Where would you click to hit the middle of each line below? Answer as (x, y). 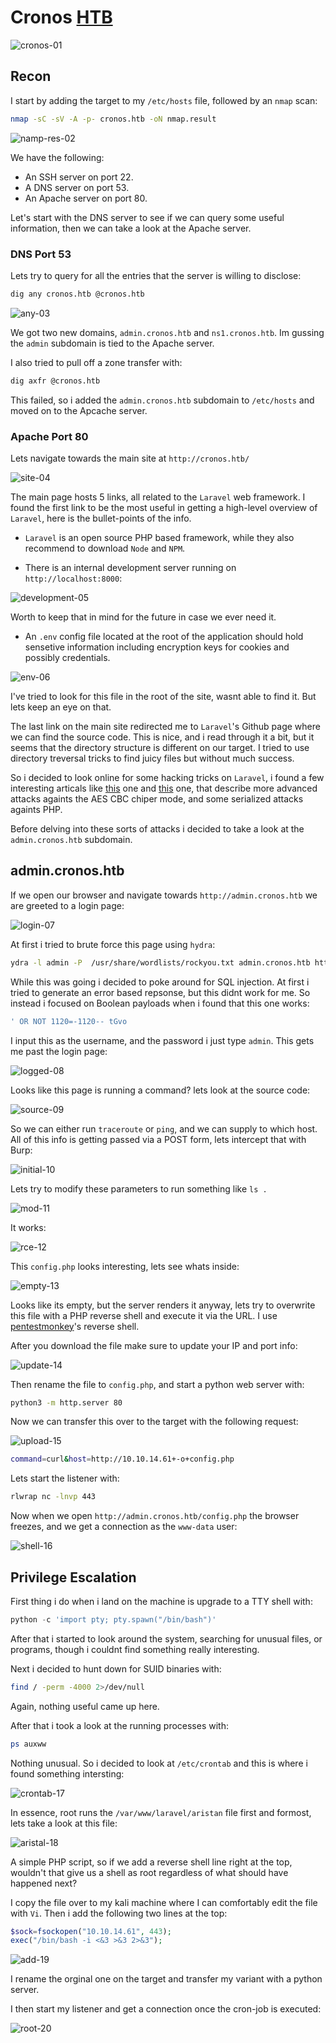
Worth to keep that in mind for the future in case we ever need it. (143, 617)
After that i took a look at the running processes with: (119, 1725)
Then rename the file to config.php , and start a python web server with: (157, 1384)
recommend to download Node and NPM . (105, 548)
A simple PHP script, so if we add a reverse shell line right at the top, (151, 1862)
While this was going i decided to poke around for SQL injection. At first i (160, 982)
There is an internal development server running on (130, 567)
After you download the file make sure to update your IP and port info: (154, 1345)
